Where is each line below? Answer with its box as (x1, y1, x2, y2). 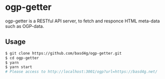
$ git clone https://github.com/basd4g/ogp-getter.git (5, 51, 122, 56)
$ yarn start (5, 65, 32, 70)
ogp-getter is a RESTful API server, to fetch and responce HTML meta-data (5, 18, 160, 24)
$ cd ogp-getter (5, 55, 39, 61)
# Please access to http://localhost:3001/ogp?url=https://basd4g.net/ (5, 69, 157, 75)
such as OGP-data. (5, 23, 44, 29)
